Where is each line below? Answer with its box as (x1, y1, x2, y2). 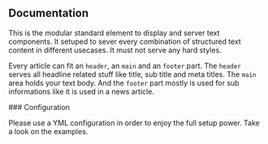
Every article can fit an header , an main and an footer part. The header (8, 61, 241, 70)
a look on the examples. (8, 126, 89, 136)
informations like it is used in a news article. (8, 87, 154, 96)
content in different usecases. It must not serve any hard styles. (8, 44, 222, 55)
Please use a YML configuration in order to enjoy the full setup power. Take (8, 117, 260, 128)
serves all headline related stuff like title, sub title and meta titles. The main (8, 69, 257, 79)
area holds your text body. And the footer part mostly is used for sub (8, 78, 240, 87)
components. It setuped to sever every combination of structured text (8, 36, 241, 46)
